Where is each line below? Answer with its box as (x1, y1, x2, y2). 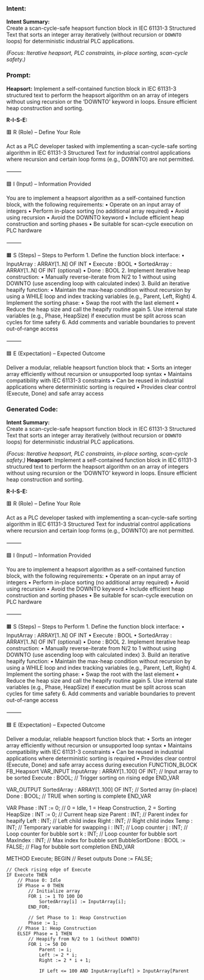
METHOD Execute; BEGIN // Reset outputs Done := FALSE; (6, 854, 153, 862)
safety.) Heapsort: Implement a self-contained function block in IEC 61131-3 (6, 456, 197, 464)
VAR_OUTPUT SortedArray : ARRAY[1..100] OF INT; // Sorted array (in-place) (6, 786, 198, 793)
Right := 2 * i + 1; (38, 957, 91, 964)
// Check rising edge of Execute (6, 867, 91, 873)
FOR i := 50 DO (28, 941, 67, 947)
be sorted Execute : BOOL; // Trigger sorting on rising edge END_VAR (6, 774, 180, 781)
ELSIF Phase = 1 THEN (17, 931, 72, 937)
